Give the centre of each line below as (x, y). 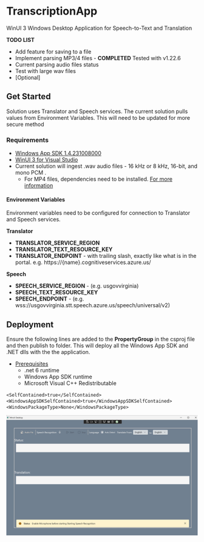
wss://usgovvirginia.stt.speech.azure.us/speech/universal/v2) (92, 305)
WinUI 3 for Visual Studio (46, 160)
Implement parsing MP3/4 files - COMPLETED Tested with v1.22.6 (98, 58)
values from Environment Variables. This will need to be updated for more (98, 117)
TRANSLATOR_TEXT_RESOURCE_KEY (64, 249)
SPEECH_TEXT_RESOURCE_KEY (56, 293)
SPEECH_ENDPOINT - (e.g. (49, 299)
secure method (25, 124)
